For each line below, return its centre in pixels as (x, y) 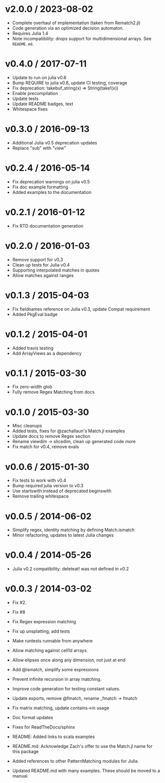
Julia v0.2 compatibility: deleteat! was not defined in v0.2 (71, 569)
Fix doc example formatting (40, 187)
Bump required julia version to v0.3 (48, 486)
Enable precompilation (35, 93)
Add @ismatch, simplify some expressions (55, 670)
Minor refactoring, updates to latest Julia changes (63, 535)
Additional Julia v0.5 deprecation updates (55, 142)
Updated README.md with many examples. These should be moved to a (86, 771)
